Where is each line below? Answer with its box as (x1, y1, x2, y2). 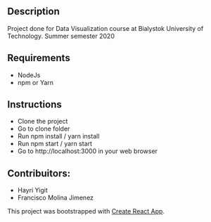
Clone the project (17, 117, 68, 126)
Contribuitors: (7, 167, 71, 179)
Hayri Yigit (17, 186, 48, 195)
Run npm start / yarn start (17, 140, 93, 148)
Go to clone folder (17, 124, 70, 133)
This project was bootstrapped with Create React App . (7, 207, 165, 216)
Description (7, 6, 60, 18)
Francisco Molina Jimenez (17, 193, 94, 202)
